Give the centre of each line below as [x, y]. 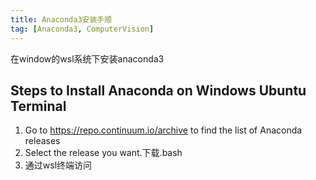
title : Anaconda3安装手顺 [61, 19]
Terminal [38, 106]
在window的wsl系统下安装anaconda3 [87, 58]
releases [42, 141]
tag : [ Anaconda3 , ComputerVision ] [82, 29]
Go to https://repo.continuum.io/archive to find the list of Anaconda [163, 130]
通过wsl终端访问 [58, 165]
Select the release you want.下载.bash [103, 153]
